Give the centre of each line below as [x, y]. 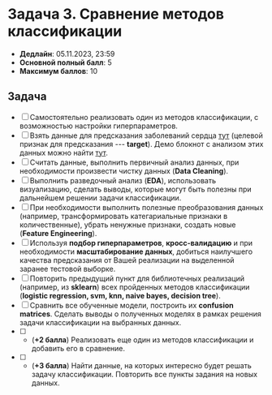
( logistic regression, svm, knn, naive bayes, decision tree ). [120, 295]
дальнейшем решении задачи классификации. [100, 197]
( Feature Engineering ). [58, 233]
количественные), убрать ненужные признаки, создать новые [127, 225]
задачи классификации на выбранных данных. [100, 322]
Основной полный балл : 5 [65, 62]
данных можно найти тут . [64, 152]
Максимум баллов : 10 [58, 71]
